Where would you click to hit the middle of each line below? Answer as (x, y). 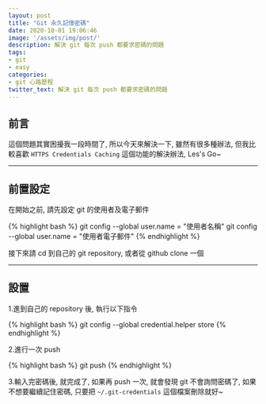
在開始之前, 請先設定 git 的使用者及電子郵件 (79, 210)
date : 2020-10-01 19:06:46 (53, 30)
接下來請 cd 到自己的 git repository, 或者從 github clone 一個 (106, 253)
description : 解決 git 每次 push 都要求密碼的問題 (86, 45)
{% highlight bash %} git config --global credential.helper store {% (117, 324)
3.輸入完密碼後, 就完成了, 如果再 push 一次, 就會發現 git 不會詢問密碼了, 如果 (133, 381)
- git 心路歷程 (31, 82)
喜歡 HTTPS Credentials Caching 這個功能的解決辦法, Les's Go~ (118, 154)
